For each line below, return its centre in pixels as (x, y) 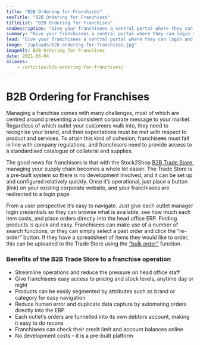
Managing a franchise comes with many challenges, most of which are (93, 113)
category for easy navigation (50, 297)
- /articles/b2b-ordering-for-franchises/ (70, 67)
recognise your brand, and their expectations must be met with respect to (96, 132)
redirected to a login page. (39, 194)
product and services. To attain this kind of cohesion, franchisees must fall (98, 138)
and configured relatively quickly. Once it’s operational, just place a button (97, 182)
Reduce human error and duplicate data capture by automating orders (101, 304)
